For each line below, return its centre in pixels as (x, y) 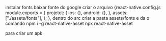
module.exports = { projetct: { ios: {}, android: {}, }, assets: (67, 13)
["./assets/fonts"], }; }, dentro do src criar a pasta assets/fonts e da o (77, 18)
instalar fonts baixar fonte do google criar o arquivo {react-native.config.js (83, 7)
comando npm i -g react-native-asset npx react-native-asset (69, 23)
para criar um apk (24, 33)
